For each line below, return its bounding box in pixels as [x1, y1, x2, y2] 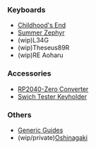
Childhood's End [17, 21, 66, 30]
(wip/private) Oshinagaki [17, 133, 88, 142]
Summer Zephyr [17, 28, 65, 37]
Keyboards [7, 5, 46, 15]
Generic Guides [17, 126, 64, 134]
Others [7, 109, 32, 119]
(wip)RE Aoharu [17, 51, 64, 59]
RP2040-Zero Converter [17, 85, 89, 93]
